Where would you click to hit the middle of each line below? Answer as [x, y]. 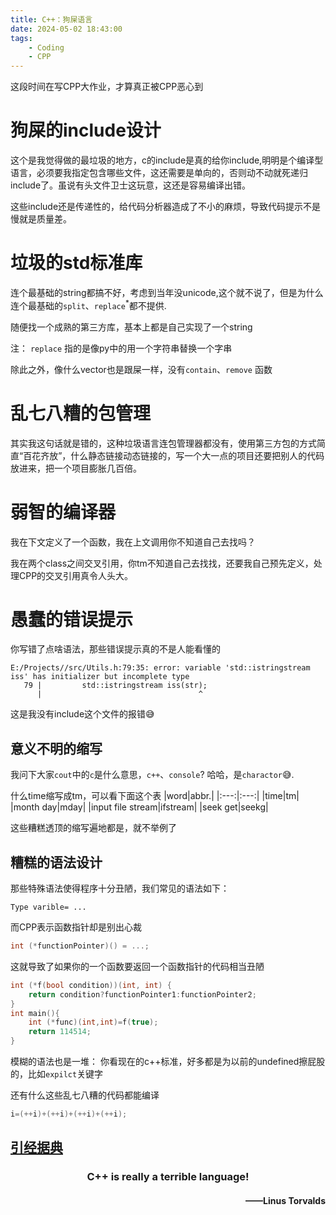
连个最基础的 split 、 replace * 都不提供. [88, 304]
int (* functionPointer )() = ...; [80, 946]
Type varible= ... [48, 907]
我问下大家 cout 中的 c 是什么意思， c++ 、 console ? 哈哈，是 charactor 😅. [152, 775]
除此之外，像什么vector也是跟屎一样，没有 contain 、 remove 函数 [141, 369]
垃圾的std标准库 [76, 263]
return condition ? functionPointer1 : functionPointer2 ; [142, 994]
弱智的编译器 [63, 512]
